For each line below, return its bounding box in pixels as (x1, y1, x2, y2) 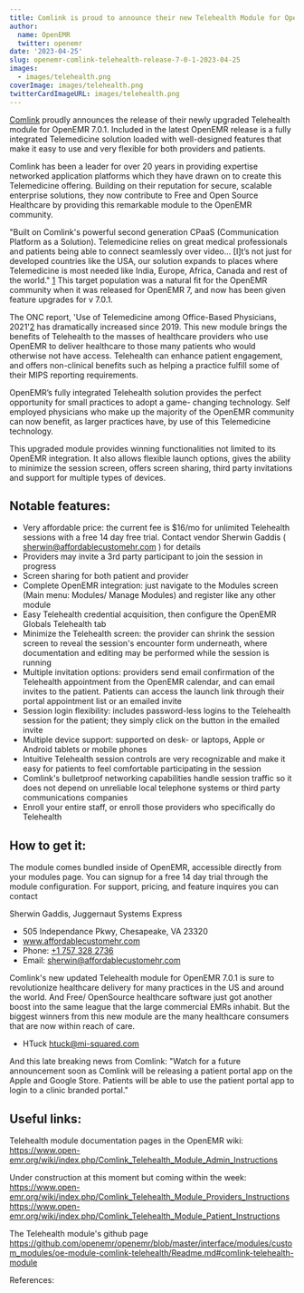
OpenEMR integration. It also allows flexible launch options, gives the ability (9, 453, 291, 464)
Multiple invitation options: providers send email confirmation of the (22, 667, 275, 678)
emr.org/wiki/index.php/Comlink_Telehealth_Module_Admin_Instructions (9, 1154, 279, 1165)
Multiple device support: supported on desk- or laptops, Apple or (22, 734, 265, 745)
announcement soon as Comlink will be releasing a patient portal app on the (9, 1065, 293, 1076)
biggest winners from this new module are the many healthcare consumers (9, 1011, 290, 1022)
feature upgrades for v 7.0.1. (9, 294, 113, 305)
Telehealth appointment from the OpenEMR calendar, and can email (22, 677, 276, 688)
